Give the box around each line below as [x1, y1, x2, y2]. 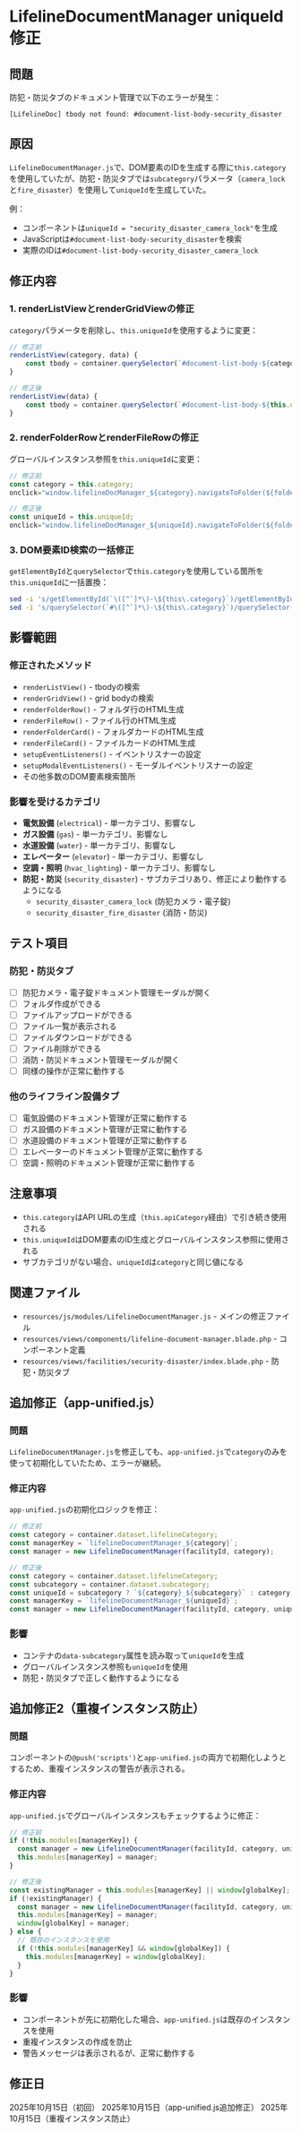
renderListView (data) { [9, 391, 99, 400]
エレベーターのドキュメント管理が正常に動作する [21, 1146, 203, 1156]
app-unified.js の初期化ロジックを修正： [9, 1504, 160, 1515]
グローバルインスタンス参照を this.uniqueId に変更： [9, 453, 203, 464]
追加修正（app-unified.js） [9, 1395, 161, 1410]
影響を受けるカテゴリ [9, 795, 101, 808]
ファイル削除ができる [21, 1044, 101, 1054]
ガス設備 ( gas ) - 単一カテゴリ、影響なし [21, 829, 168, 839]
